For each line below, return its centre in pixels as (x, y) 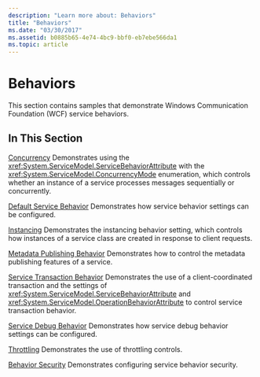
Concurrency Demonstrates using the (69, 157)
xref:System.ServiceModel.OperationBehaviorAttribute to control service (125, 302)
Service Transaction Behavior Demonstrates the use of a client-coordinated (130, 277)
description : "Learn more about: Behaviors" (82, 15)
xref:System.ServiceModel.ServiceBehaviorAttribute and (99, 294)
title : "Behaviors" (40, 23)
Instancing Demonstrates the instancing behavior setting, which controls (125, 230)
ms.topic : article (38, 45)
